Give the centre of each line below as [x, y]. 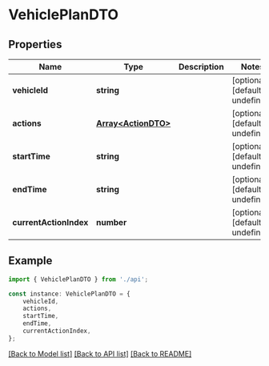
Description [201, 67]
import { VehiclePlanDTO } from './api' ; [78, 279]
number [111, 222]
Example [30, 261]
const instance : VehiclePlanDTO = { [69, 294]
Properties [35, 44]
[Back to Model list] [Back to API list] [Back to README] [100, 353]
